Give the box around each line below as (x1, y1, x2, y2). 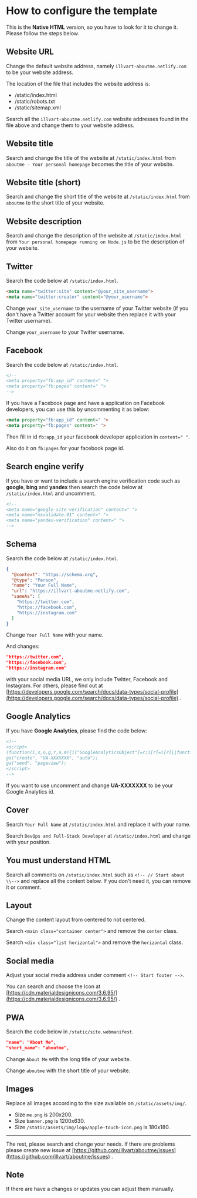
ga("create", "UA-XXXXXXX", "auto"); (6, 755, 98, 761)
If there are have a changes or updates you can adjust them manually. (6, 1186, 175, 1193)
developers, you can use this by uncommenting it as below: (6, 406, 150, 413)
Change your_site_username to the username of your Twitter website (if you (6, 304, 189, 312)
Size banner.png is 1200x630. (14, 1117, 86, 1124)
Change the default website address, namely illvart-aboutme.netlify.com (6, 62, 186, 69)
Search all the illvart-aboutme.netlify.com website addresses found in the (6, 115, 189, 122)
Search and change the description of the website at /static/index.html (6, 232, 182, 239)
